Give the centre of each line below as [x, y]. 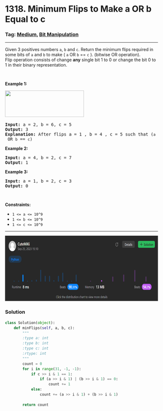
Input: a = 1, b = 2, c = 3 [38, 181]
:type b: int [36, 343]
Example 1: [16, 84]
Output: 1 [16, 163]
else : [36, 390]
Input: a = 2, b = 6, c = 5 [38, 125]
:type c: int [36, 348]
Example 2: [16, 149]
